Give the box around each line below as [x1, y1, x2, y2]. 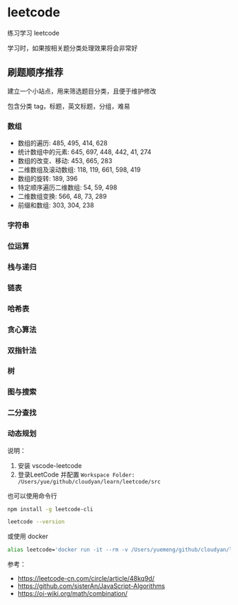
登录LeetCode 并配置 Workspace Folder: [17, 470, 135, 479]
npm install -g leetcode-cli [7, 506, 93, 513]
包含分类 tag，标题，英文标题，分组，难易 [7, 102, 131, 110]
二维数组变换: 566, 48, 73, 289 [17, 192, 108, 201]
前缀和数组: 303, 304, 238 [17, 201, 94, 209]
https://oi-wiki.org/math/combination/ [17, 589, 128, 598]
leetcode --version [7, 518, 65, 525]
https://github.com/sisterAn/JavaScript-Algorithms [17, 582, 165, 590]
